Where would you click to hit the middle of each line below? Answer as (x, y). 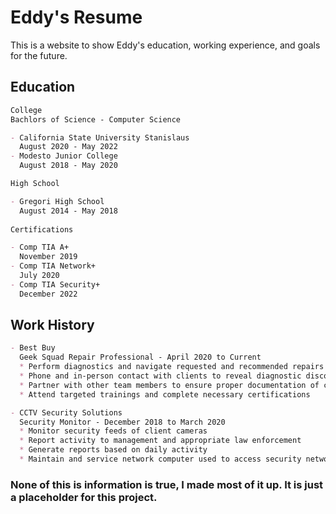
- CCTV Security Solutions (66, 412)
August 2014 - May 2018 (68, 211)
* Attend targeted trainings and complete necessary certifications (165, 394)
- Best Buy (33, 348)
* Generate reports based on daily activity (113, 450)
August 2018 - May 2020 (68, 166)
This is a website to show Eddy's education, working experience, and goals (165, 45)
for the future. (39, 55)
